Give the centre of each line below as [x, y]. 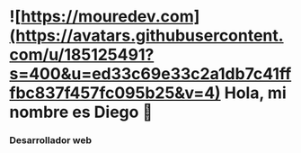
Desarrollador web [51, 140]
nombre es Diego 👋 [81, 112]
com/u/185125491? [82, 55]
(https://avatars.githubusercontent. [147, 36]
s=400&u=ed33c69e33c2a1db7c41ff [150, 74]
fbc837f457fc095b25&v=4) [115, 93]
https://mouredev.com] [111, 17]
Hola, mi [255, 93]
